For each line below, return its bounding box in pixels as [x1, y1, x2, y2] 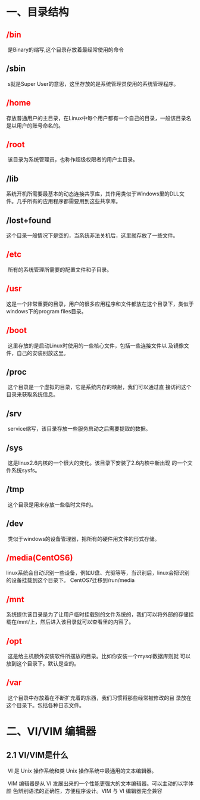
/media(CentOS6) [6, 552, 73, 563]
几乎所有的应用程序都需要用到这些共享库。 [16, 198, 121, 205]
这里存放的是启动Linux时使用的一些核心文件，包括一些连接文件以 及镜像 [7, 342, 185, 349]
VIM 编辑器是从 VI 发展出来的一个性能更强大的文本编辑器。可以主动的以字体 [7, 780, 194, 787]
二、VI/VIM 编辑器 [6, 725, 96, 738]
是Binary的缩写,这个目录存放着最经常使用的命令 [7, 46, 124, 53]
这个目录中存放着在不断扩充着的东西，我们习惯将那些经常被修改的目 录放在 [7, 694, 192, 701]
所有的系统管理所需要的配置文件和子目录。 [7, 266, 112, 273]
